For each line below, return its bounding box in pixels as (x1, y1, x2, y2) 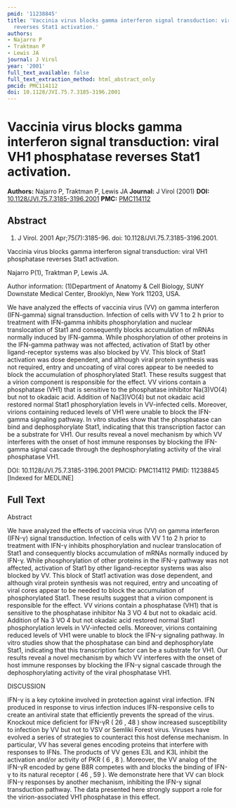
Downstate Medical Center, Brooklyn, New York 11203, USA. (7, 289, 181, 297)
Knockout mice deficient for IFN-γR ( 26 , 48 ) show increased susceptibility (7, 718, 228, 726)
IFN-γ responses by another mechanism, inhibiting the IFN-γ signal (7, 778, 202, 786)
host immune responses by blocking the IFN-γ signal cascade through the (7, 660, 222, 669)
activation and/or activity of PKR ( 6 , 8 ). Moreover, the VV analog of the (7, 755, 218, 764)
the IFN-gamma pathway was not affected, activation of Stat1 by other (7, 340, 211, 349)
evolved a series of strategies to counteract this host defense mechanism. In (7, 733, 229, 741)
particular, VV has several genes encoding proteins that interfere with (7, 740, 209, 749)
